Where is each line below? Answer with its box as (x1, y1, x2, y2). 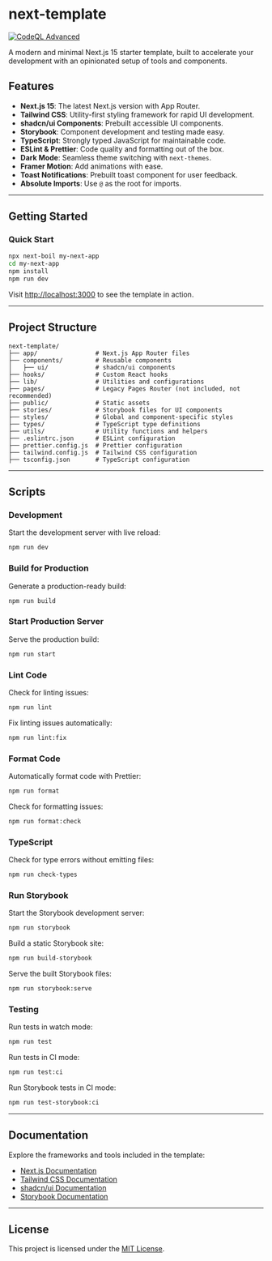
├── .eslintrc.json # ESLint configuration (8, 434, 176, 442)
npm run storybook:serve (8, 984, 92, 993)
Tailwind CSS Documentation (19, 1174, 117, 1184)
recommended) (8, 391, 53, 400)
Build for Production (8, 562, 89, 574)
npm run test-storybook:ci (8, 1098, 100, 1106)
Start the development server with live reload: (8, 528, 160, 537)
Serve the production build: (8, 634, 100, 644)
